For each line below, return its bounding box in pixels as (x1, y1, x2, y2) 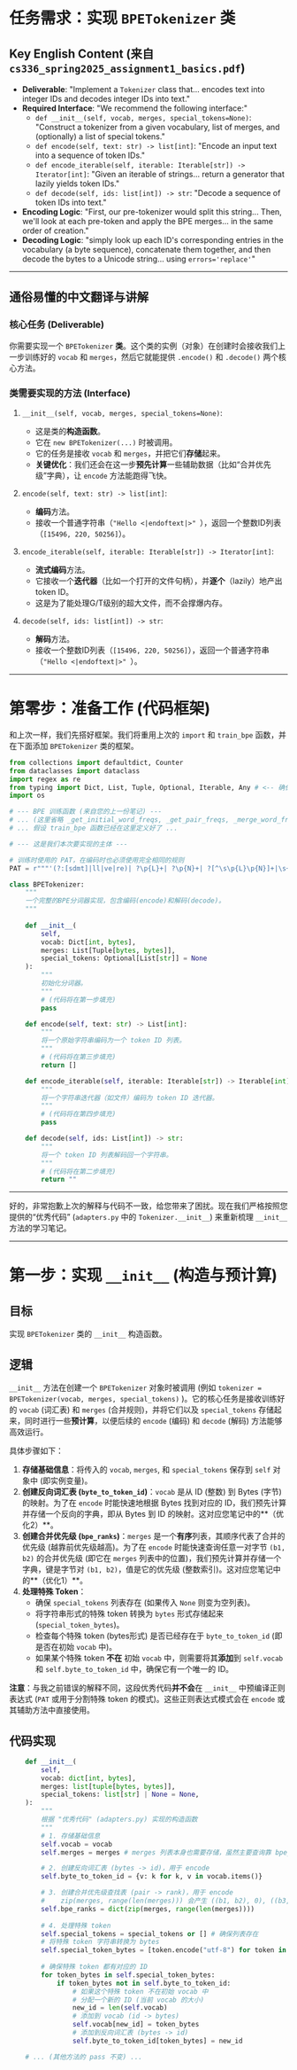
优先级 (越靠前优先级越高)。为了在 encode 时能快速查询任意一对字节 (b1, (21, 1542, 286, 1552)
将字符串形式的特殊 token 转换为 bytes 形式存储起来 (34, 1608, 224, 1619)
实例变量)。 (49, 1475, 93, 1486)
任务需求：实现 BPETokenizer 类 (9, 8, 236, 28)
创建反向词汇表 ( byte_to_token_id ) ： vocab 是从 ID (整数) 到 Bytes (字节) (21, 1487, 283, 1497)
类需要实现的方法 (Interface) (9, 387, 131, 399)
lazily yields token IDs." (34, 178, 120, 189)
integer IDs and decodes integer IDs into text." (21, 94, 191, 104)
